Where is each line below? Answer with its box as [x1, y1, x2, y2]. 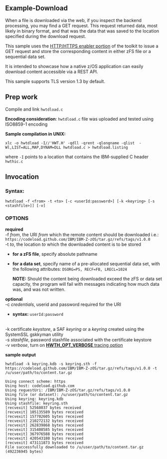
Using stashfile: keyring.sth [5, 400, 68, 406]
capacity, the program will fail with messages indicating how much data [12, 281, 160, 287]
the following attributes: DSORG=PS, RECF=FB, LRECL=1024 [12, 266, 127, 272]
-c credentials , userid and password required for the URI [5, 301, 121, 307]
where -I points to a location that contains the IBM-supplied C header [5, 154, 149, 160]
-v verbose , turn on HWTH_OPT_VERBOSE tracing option [5, 342, 123, 348]
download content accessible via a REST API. [5, 69, 98, 75]
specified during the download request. [5, 33, 86, 39]
